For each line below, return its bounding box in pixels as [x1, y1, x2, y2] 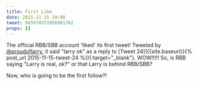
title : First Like [6, 8, 52, 15]
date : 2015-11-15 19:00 [6, 14, 66, 20]
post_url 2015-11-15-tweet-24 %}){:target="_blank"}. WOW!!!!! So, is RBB [6, 54, 186, 61]
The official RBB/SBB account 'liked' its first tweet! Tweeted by [6, 42, 161, 49]
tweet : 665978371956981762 [6, 20, 74, 26]
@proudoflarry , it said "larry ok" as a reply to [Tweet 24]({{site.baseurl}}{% [6, 48, 193, 55]
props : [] [6, 25, 31, 32]
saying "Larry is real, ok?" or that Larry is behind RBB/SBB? [6, 61, 153, 68]
